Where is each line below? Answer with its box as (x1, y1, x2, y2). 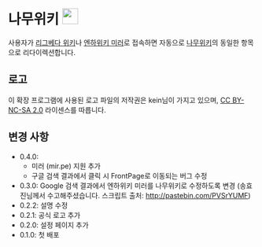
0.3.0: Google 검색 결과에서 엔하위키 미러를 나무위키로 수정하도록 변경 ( (19, 181, 240, 190)
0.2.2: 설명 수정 (19, 201, 68, 210)
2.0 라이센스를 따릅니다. (32, 105, 106, 114)
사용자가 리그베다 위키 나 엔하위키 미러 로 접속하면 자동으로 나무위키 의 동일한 (8, 38, 240, 47)
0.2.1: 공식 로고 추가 (19, 210, 81, 219)
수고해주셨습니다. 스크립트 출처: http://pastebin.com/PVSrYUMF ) (46, 190, 251, 200)
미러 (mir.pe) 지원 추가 (31, 161, 101, 171)
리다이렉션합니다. (22, 47, 76, 57)
